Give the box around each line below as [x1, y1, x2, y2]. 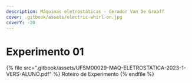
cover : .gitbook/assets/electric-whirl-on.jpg [6, 14, 123, 20]
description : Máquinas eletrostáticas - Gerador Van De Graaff [6, 8, 165, 15]
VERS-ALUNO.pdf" [6, 71, 52, 78]
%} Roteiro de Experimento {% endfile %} [52, 71, 154, 78]
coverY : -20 [6, 19, 35, 25]
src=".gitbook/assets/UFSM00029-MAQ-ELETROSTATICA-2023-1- [23, 64, 187, 71]
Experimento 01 [6, 45, 84, 58]
